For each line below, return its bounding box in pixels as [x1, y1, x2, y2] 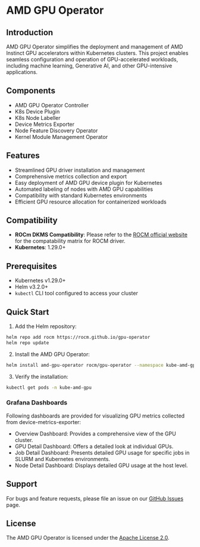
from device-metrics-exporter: [6, 418, 82, 425]
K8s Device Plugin [14, 108, 60, 115]
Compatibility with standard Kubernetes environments [14, 191, 147, 199]
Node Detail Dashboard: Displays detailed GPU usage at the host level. [14, 462, 188, 469]
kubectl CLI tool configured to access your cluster [14, 290, 138, 297]
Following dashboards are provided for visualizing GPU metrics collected [6, 412, 185, 419]
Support [6, 479, 37, 489]
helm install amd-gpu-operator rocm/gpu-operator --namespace [6, 362, 164, 368]
